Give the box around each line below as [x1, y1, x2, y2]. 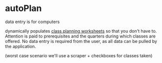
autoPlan [5, 3, 42, 14]
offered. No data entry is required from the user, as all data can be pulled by [5, 38, 157, 44]
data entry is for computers [5, 19, 60, 25]
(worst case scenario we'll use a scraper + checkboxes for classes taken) [5, 52, 153, 58]
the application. [5, 43, 36, 49]
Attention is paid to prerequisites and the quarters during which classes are [5, 33, 156, 39]
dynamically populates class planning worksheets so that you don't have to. [5, 28, 157, 34]
